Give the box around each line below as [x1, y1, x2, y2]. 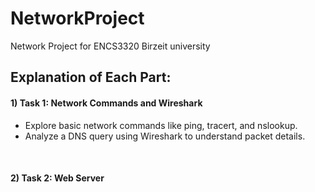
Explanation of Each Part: [10, 69, 172, 86]
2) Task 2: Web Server [10, 172, 105, 184]
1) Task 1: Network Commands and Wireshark [10, 97, 203, 109]
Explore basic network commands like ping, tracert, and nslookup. [24, 119, 298, 131]
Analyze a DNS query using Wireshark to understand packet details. [24, 130, 306, 142]
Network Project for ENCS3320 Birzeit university [10, 40, 211, 52]
